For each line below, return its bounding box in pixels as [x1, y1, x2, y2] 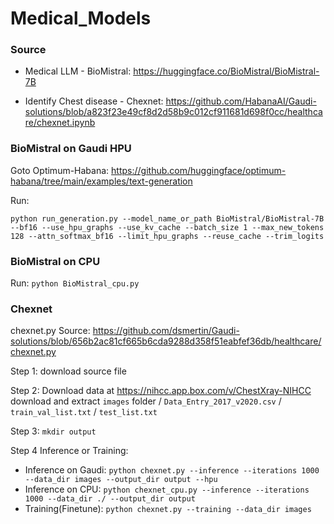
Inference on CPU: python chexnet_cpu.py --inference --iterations [24, 483, 310, 496]
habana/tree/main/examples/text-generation [10, 175, 193, 187]
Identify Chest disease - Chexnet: [24, 95, 164, 107]
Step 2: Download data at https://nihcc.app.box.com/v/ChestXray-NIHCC [10, 385, 312, 397]
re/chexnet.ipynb [24, 117, 96, 129]
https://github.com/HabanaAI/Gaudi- [165, 95, 317, 107]
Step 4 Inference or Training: [10, 445, 129, 457]
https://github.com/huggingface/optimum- [111, 164, 287, 176]
